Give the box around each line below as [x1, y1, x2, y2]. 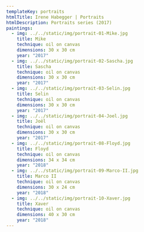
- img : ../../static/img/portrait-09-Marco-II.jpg [11, 168, 139, 174]
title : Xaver [17, 201, 49, 207]
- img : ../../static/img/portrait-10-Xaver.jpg [11, 195, 131, 201]
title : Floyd [17, 146, 49, 152]
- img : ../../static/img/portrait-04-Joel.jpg [11, 113, 128, 119]
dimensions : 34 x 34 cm [17, 157, 76, 163]
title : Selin [17, 91, 49, 97]
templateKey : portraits [6, 8, 65, 15]
